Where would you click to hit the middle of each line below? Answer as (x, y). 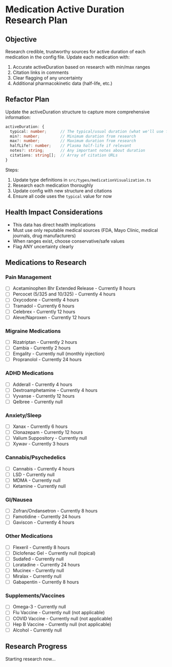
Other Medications (29, 536)
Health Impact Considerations (54, 212)
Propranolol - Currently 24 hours (47, 360)
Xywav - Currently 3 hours (41, 444)
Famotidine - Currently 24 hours (47, 517)
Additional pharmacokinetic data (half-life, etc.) (62, 83)
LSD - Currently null (34, 474)
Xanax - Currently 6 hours (40, 426)
